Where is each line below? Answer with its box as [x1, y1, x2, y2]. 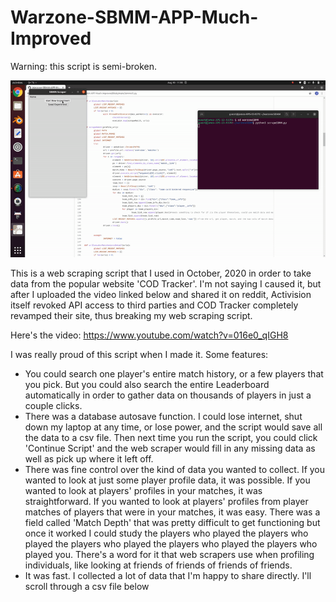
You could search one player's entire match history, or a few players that [24, 368, 324, 380]
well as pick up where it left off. [24, 453, 154, 465]
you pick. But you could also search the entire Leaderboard [24, 379, 270, 391]
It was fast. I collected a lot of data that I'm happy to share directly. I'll [24, 570, 312, 582]
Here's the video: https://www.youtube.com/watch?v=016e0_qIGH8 [10, 329, 289, 341]
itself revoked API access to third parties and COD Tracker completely [10, 299, 299, 311]
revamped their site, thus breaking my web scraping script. [10, 310, 253, 322]
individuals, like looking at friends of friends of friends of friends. [24, 559, 293, 571]
